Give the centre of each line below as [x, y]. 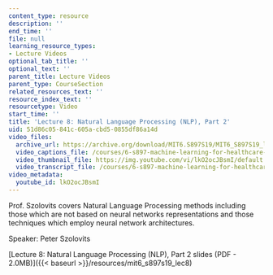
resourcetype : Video [43, 107]
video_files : [30, 137]
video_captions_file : [52, 152]
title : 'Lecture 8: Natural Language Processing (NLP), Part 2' [119, 122]
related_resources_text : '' [56, 92]
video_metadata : [36, 175]
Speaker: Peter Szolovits [50, 238]
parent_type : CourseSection [56, 84]
